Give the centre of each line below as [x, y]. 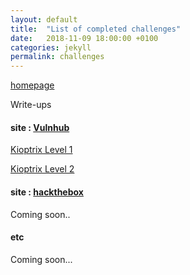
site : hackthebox [47, 192]
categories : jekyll [51, 47]
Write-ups [31, 105]
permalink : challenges [57, 57]
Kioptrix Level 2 [42, 169]
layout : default [44, 19]
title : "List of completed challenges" [96, 29]
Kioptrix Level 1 [41, 150]
